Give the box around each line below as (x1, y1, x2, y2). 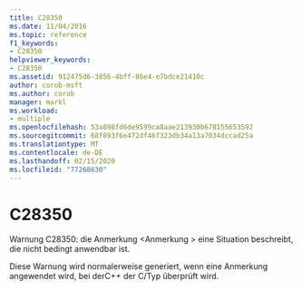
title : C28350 (9, 13, 63, 23)
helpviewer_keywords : (9, 55, 92, 64)
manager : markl (9, 97, 67, 107)
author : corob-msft (9, 81, 83, 90)
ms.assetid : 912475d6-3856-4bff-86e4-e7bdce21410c (9, 72, 205, 82)
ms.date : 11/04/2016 (9, 22, 88, 31)
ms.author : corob (9, 89, 75, 98)
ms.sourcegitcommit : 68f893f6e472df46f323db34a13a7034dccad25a (9, 131, 254, 140)
